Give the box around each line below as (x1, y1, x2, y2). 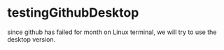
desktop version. (7, 35, 56, 43)
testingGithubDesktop (7, 5, 139, 21)
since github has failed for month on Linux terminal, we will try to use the (7, 28, 217, 36)
